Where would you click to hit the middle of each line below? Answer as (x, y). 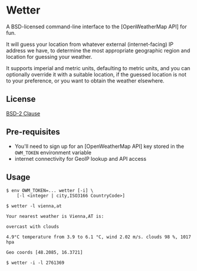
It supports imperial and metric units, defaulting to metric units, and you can (98, 68)
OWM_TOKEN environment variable (53, 152)
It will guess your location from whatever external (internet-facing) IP (90, 44)
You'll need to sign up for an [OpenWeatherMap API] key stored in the (99, 146)
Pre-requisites (33, 132)
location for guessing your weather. (49, 57)
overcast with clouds (33, 227)
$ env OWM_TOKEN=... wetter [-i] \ (50, 191)
